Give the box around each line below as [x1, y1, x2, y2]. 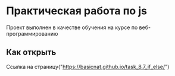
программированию [6, 30, 58, 37]
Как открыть [6, 47, 57, 58]
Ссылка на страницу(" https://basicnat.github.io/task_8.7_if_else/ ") [6, 63, 170, 70]
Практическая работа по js [6, 4, 148, 18]
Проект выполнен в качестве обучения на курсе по [6, 24, 138, 31]
